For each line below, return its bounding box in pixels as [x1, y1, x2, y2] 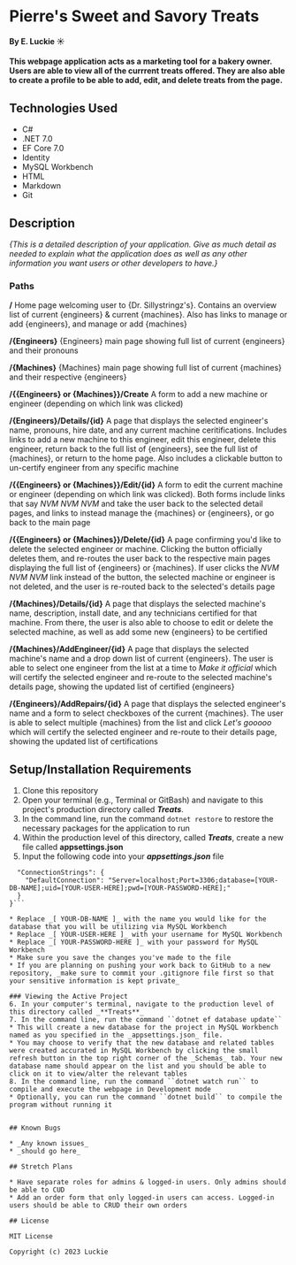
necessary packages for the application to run [21, 823, 190, 833]
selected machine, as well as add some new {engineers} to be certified [9, 626, 268, 638]
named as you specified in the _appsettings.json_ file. [9, 1031, 224, 1040]
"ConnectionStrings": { [17, 869, 104, 878]
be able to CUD [9, 1185, 65, 1195]
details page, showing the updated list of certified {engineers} [9, 681, 235, 692]
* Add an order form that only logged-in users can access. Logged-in [9, 1193, 275, 1202]
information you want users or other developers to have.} [9, 258, 218, 268]
